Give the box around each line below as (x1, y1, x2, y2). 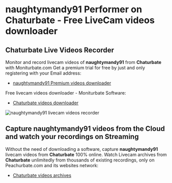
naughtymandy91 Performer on (5, 4, 142, 15)
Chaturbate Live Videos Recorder (5, 45, 114, 54)
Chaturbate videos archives (12, 172, 72, 178)
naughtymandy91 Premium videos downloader (12, 80, 111, 86)
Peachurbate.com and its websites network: (5, 162, 99, 168)
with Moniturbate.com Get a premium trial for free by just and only (5, 65, 145, 71)
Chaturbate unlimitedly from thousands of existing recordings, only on (5, 157, 155, 163)
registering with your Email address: (5, 70, 82, 76)
